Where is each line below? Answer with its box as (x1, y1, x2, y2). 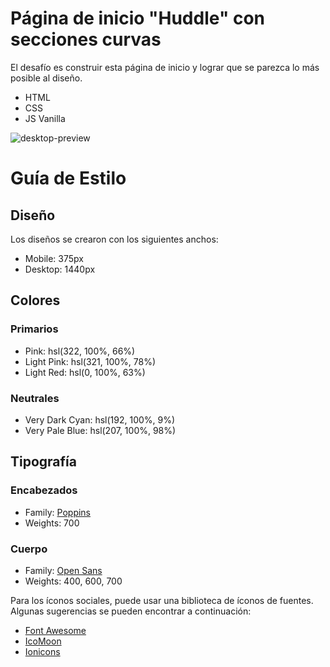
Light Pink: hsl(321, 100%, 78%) (24, 355, 157, 367)
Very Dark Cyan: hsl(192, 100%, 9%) (24, 413, 176, 426)
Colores (10, 292, 61, 309)
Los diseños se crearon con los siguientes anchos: (10, 233, 219, 245)
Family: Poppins (24, 506, 92, 518)
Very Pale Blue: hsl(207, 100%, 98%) (24, 424, 177, 436)
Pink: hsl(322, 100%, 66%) (24, 345, 136, 357)
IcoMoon (24, 635, 62, 647)
